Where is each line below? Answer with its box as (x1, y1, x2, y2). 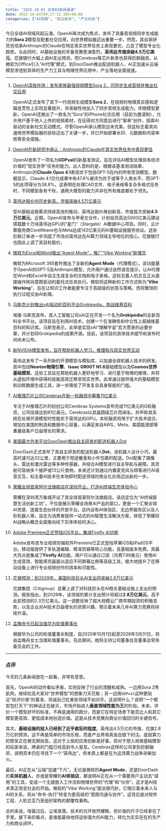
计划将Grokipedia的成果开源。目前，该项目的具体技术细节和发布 (26, 331, 156, 336)
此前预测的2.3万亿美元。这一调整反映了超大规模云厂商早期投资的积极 (12, 598, 153, 604)
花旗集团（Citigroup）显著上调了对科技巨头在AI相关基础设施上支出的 (12, 586, 152, 592)
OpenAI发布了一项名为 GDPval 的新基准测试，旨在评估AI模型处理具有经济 (12, 157, 160, 163)
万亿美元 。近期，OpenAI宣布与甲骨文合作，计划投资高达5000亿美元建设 (12, 215, 160, 221)
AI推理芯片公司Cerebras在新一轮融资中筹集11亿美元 (12, 393, 117, 399)
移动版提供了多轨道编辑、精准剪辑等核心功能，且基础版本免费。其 (21, 546, 156, 552)
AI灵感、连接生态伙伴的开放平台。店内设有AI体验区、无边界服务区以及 (12, 507, 155, 513)
